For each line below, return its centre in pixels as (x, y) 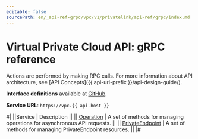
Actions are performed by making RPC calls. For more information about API (99, 76)
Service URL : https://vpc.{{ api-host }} (58, 106)
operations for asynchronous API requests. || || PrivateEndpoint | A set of (96, 123)
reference (31, 59)
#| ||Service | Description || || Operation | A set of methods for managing (95, 117)
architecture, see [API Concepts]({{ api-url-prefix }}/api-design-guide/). (94, 82)
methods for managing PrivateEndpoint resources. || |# (73, 129)
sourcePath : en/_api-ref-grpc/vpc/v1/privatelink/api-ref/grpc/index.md (98, 17)
